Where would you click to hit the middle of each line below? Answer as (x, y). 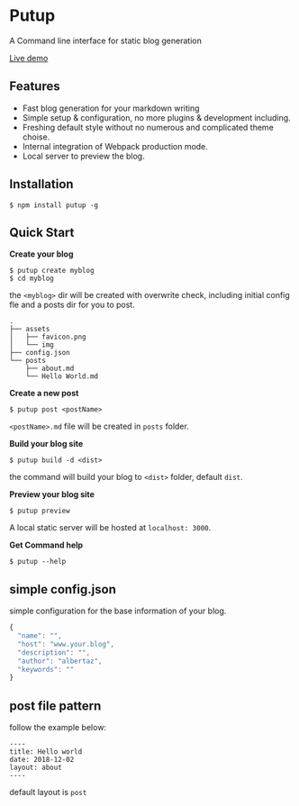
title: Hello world (46, 752)
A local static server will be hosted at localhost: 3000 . (110, 528)
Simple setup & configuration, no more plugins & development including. (156, 117)
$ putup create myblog (52, 271)
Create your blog (41, 254)
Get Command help (46, 545)
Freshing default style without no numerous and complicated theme (148, 127)
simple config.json (63, 589)
